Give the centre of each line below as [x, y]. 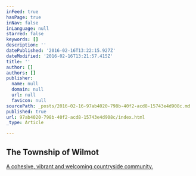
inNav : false [22, 23]
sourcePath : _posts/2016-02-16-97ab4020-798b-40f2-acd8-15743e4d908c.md [98, 106]
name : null [25, 84]
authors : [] [21, 73]
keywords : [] [22, 39]
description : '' [26, 45]
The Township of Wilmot [53, 152]
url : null [24, 95]
